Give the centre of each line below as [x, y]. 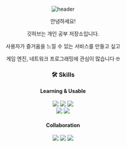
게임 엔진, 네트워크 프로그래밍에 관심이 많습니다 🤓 [63, 59]
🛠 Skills [63, 75]
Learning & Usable [63, 91]
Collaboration [63, 125]
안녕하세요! [63, 21]
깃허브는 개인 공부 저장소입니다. [63, 34]
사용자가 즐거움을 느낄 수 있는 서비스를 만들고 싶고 [63, 46]
